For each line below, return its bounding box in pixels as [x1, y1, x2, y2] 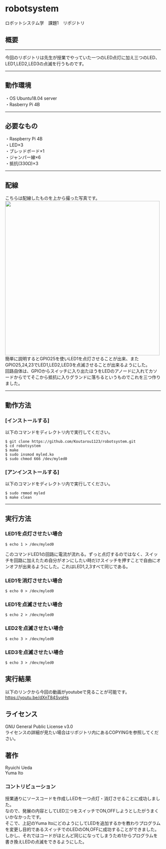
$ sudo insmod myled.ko [5, 452, 54, 457]
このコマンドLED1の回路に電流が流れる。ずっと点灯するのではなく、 [5, 551, 145, 557]
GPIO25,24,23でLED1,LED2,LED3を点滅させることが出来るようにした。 [5, 362, 150, 368]
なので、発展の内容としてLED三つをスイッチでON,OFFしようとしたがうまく [5, 807, 159, 813]
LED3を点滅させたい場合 [5, 648, 64, 655]
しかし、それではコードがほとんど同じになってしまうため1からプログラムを [5, 832, 158, 838]
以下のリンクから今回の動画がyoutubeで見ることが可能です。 [5, 689, 130, 695]
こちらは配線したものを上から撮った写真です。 [5, 195, 100, 201]
